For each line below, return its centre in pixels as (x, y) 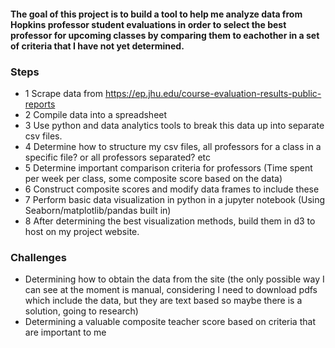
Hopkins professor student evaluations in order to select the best (148, 24)
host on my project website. (82, 231)
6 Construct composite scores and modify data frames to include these (172, 189)
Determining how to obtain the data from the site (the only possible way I (174, 279)
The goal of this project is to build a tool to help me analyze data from (156, 14)
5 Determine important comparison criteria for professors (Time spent (168, 167)
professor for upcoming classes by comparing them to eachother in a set (165, 35)
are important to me (65, 332)
